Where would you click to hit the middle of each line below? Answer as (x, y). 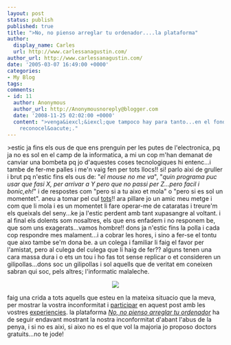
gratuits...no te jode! (35, 334)
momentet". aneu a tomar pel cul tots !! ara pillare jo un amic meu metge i (110, 199)
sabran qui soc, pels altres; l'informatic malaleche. (78, 272)
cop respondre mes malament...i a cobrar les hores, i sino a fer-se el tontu (112, 235)
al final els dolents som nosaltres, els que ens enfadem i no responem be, (111, 221)
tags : (15, 84)
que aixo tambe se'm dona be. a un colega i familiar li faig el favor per (106, 242)
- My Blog (21, 77)
